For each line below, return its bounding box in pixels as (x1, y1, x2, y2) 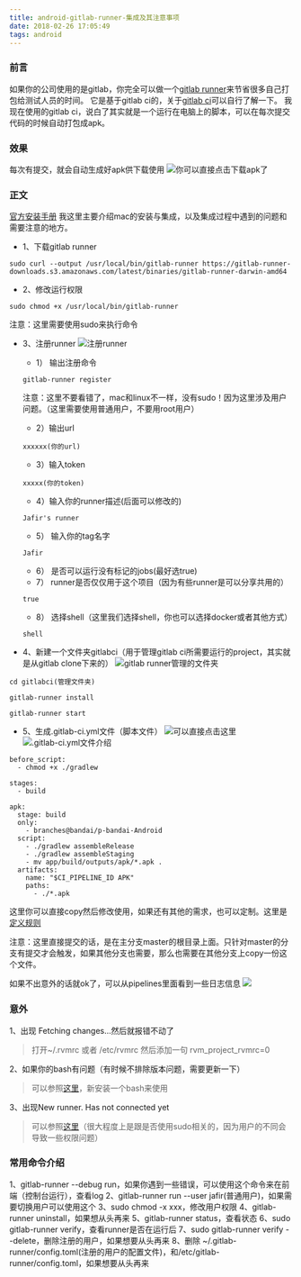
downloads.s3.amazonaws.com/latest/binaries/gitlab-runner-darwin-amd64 (9, 267, 288, 276)
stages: (9, 779, 39, 788)
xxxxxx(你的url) (22, 442, 81, 451)
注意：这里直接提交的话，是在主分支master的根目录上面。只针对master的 (9, 937, 281, 947)
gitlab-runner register (22, 376, 112, 385)
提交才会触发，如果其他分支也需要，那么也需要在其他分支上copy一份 (24, 947, 280, 959)
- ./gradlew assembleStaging (25, 850, 135, 859)
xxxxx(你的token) (22, 479, 85, 488)
